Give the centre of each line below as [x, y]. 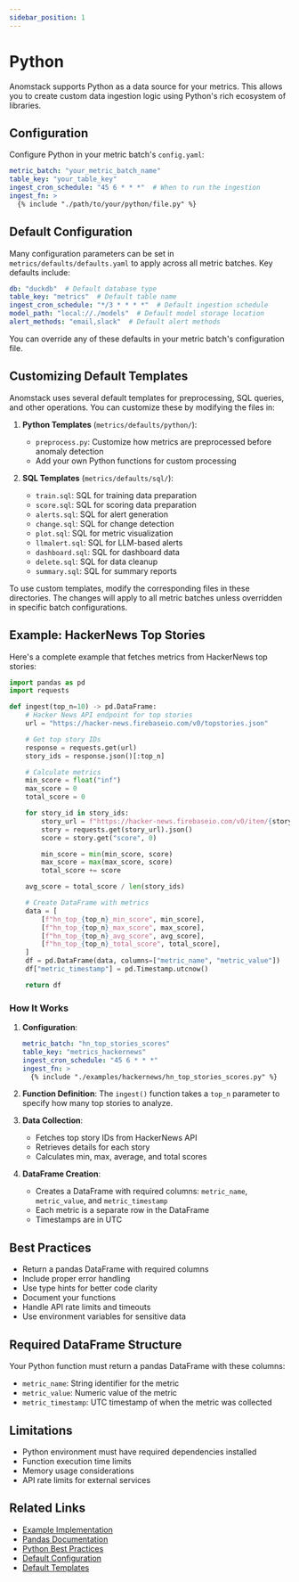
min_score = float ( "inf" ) [73, 781]
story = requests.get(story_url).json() [117, 830]
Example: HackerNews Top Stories [108, 635]
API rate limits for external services [86, 1480]
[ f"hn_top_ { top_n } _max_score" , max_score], [123, 928]
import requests [39, 691]
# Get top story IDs [63, 739]
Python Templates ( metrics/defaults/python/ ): [109, 424]
